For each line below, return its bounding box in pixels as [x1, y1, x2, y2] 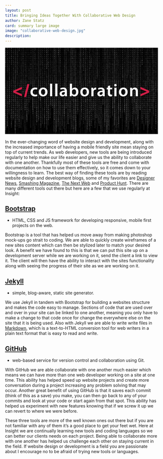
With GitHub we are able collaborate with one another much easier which [5, 367, 151, 372]
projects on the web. [12, 223, 53, 229]
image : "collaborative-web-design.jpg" [5, 28, 86, 34]
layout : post [5, 8, 32, 13]
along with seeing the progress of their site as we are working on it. [5, 263, 140, 269]
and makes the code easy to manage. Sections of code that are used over [5, 304, 153, 311]
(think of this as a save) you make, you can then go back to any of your [5, 392, 147, 398]
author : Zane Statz [5, 18, 45, 23]
